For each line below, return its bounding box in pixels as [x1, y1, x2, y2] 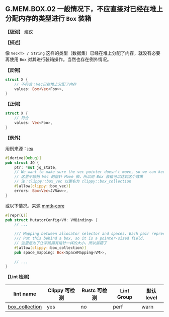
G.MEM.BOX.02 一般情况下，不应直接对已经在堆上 [5, 5, 163, 14]
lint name [13, 290, 37, 297]
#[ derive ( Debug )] [5, 155, 42, 160]
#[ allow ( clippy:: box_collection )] [14, 245, 87, 250]
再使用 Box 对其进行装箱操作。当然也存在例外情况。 [5, 56, 112, 62]
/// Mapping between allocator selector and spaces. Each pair [14, 231, 150, 236]
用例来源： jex [5, 145, 34, 151]
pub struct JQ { [5, 160, 39, 165]
